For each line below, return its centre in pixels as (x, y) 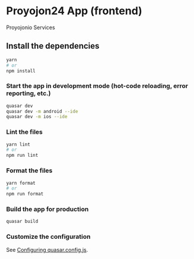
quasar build (22, 222)
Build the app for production (47, 209)
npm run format (25, 194)
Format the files (29, 170)
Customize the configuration (48, 237)
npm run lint (22, 156)
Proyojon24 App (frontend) (74, 11)
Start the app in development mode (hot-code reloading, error (97, 86)
